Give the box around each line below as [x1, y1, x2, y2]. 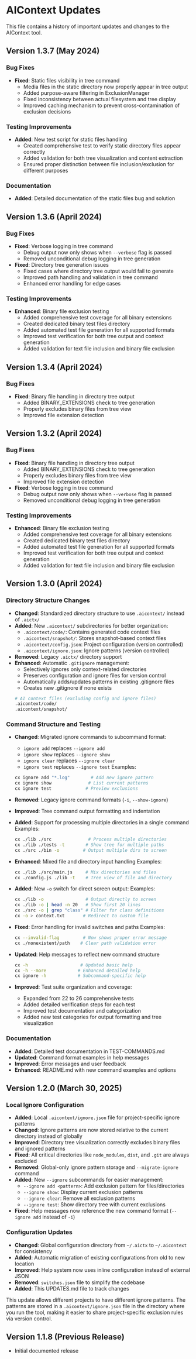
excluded [14, 1158, 37, 1165]
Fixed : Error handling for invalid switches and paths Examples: [14, 923, 166, 930]
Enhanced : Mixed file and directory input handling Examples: [14, 858, 162, 865]
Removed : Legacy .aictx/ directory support [14, 653, 122, 660]
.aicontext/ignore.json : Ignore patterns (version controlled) [23, 647, 170, 654]
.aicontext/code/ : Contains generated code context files [23, 628, 161, 635]
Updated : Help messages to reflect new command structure [14, 951, 160, 958]
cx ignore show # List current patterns [14, 780, 149, 786]
